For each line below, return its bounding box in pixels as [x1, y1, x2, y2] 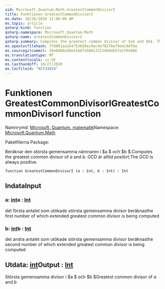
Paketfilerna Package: [5, 139, 50, 145]
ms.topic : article [5, 21, 43, 26]
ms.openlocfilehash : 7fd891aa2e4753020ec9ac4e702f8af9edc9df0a [5, 44, 137, 48]
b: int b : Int [5, 225, 31, 232]
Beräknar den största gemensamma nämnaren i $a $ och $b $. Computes [5, 148, 153, 154]
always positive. [5, 159, 38, 165]
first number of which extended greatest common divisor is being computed [5, 213, 160, 218]
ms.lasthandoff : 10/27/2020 [5, 62, 63, 67]
